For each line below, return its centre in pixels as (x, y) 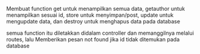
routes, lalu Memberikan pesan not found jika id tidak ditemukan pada (93, 39)
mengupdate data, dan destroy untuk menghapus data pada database (93, 21)
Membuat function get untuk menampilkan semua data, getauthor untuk (96, 9)
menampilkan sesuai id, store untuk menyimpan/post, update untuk (90, 15)
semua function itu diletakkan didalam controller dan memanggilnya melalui (100, 33)
